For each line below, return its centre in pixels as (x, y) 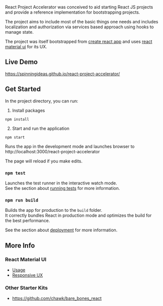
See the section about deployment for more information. (61, 230)
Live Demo (21, 62)
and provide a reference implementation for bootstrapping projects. (72, 12)
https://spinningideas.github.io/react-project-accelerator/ (63, 74)
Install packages (28, 110)
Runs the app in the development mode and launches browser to (70, 146)
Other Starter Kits (26, 287)
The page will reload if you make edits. (44, 161)
